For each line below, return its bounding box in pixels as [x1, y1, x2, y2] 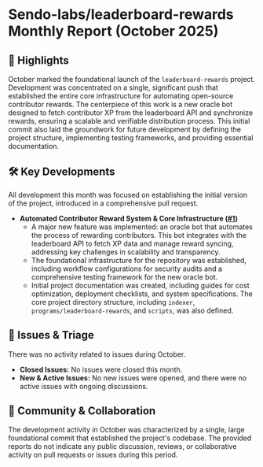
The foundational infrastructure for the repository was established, [31, 255, 247, 265]
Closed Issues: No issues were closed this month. [19, 365, 183, 374]
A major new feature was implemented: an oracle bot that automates [31, 222, 253, 232]
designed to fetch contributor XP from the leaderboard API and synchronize [8, 108, 254, 117]
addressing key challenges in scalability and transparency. [31, 246, 221, 257]
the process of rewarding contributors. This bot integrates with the [31, 230, 247, 239]
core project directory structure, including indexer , [31, 297, 195, 306]
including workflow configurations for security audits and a [31, 264, 222, 273]
